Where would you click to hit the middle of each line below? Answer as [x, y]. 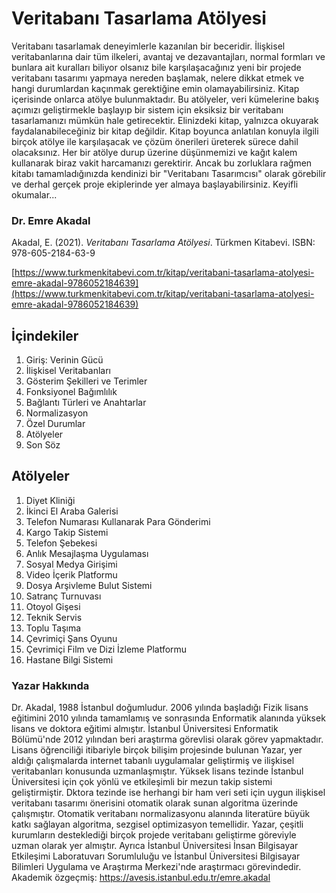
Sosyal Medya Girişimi [71, 564]
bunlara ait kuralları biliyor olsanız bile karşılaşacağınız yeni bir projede [156, 67]
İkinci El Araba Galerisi [72, 511]
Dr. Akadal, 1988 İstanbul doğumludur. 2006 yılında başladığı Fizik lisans [160, 708]
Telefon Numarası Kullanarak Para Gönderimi [118, 521]
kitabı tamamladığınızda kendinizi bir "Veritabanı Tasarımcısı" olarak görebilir [169, 173]
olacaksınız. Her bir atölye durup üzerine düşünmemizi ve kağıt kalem [154, 152]
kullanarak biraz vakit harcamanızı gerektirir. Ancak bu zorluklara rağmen [162, 163]
